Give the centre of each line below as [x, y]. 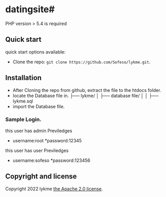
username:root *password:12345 [47, 140]
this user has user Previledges [37, 150]
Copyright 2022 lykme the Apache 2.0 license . [54, 189]
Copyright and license [41, 176]
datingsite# [30, 9]
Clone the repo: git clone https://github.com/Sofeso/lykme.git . [81, 62]
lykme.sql [23, 101]
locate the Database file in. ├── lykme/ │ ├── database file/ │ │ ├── [86, 95]
